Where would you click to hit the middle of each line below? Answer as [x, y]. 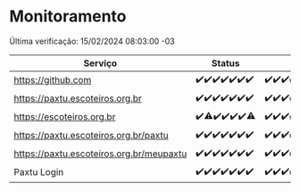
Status [225, 63]
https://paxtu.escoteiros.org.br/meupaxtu [100, 154]
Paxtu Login [39, 172]
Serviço [100, 63]
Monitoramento [68, 17]
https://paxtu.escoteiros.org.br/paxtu [92, 136]
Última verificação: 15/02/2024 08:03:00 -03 [92, 41]
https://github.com [53, 80]
